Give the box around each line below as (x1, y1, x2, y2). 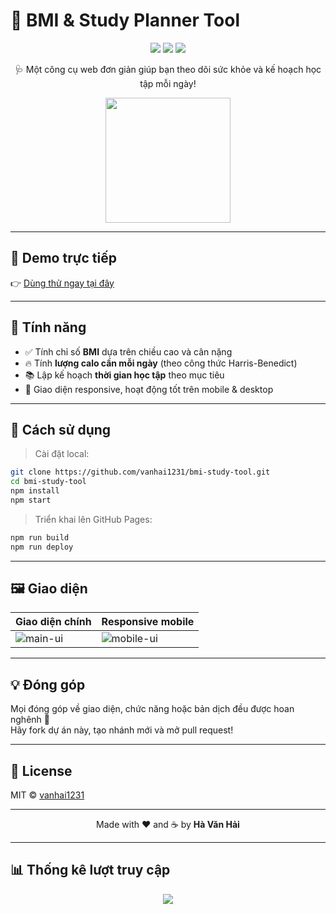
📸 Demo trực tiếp (10, 250, 117, 267)
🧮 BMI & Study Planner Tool (10, 9, 240, 32)
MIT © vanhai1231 (10, 789, 85, 801)
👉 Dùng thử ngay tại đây (10, 277, 115, 289)
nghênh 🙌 (10, 714, 50, 726)
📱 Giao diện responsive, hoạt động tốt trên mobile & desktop (24, 383, 274, 395)
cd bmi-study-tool (10, 477, 87, 487)
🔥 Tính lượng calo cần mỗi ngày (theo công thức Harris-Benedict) (24, 357, 298, 369)
